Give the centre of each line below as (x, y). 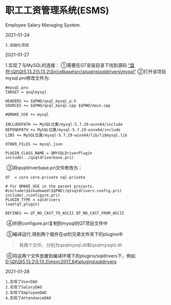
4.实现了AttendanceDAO (28, 298)
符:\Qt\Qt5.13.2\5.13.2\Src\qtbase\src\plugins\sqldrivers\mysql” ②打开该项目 (86, 72)
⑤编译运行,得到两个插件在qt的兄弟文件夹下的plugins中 (65, 234)
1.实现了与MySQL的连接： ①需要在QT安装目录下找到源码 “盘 (70, 65)
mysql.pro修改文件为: (28, 78)
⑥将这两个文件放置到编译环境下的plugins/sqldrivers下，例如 (71, 255)
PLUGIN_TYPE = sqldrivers (33, 200)
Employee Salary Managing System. (43, 25)
